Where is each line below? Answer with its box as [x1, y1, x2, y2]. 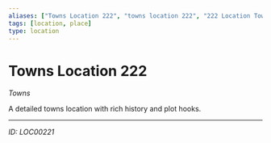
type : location [8, 27, 60, 35]
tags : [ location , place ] [8, 19, 92, 27]
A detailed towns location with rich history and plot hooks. [8, 104, 202, 114]
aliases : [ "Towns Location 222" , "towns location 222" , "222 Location [8, 11, 251, 20]
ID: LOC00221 [8, 127, 55, 137]
